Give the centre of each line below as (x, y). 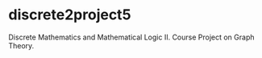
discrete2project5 (70, 15)
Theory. (21, 45)
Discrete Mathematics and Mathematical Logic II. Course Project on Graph (132, 37)
